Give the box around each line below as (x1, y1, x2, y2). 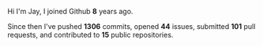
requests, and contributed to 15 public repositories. (7, 31, 174, 39)
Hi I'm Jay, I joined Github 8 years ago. (7, 7, 133, 16)
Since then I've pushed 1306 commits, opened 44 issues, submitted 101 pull (7, 22, 256, 31)
